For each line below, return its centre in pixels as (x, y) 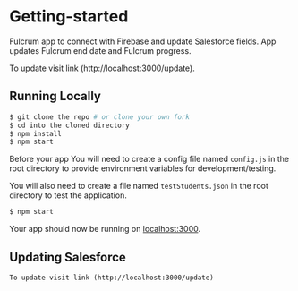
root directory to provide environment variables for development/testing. (143, 168)
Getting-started (69, 17)
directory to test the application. (68, 195)
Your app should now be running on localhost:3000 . (105, 229)
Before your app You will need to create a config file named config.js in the (149, 159)
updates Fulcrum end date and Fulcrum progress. (100, 50)
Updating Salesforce (68, 257)
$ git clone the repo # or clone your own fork (100, 117)
